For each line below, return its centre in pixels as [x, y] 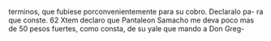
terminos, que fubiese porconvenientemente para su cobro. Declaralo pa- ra [136, 12]
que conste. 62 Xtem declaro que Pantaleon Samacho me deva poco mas [131, 20]
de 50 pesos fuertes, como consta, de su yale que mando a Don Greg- [127, 29]
